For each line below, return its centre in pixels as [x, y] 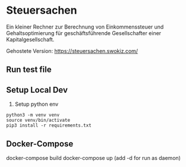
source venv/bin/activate [38, 120]
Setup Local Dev [37, 90]
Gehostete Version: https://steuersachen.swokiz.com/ [72, 51]
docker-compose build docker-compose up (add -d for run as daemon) [94, 157]
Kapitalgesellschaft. [30, 39]
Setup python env [37, 104]
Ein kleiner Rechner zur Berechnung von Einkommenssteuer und [85, 27]
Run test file [29, 70]
